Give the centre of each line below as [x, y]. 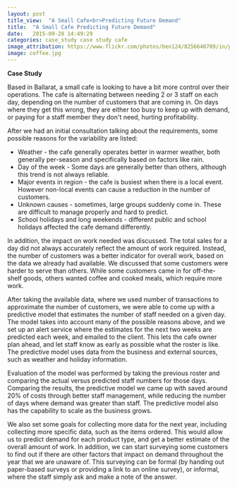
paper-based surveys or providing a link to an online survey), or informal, [114, 469]
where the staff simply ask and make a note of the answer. [92, 477]
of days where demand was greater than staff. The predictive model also [113, 403]
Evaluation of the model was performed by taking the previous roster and [114, 373]
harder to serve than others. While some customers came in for [99, 270]
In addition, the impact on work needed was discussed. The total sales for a [117, 240]
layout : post [26, 14]
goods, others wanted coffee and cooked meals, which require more [123, 278]
